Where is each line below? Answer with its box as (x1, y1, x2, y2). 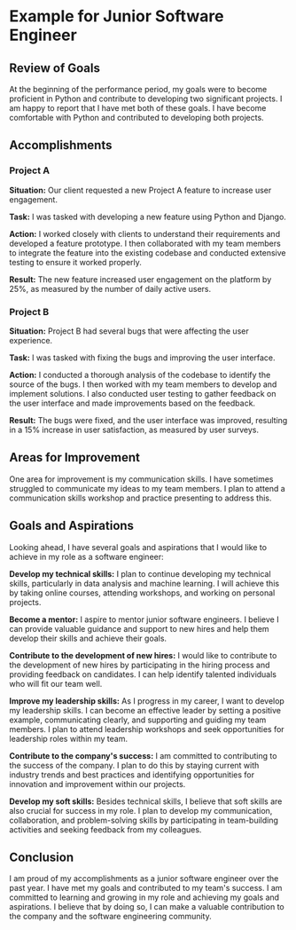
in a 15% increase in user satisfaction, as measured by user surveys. (9, 424, 260, 435)
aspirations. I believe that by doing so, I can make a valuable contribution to (9, 902, 285, 912)
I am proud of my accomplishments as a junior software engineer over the (9, 873, 279, 884)
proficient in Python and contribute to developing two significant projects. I (9, 93, 283, 104)
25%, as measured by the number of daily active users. (9, 283, 212, 294)
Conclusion (9, 850, 74, 864)
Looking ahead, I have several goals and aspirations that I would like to (9, 541, 268, 552)
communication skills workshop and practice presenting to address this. (9, 493, 272, 503)
